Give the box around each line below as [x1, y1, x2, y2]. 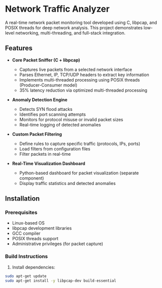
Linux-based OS [12, 220, 45, 226]
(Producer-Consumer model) [19, 82, 78, 88]
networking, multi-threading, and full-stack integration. [15, 30, 126, 36]
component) [19, 175, 44, 181]
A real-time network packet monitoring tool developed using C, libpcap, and [5, 20, 157, 25]
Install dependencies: [12, 264, 55, 270]
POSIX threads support [12, 236, 58, 242]
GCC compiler [12, 230, 41, 236]
